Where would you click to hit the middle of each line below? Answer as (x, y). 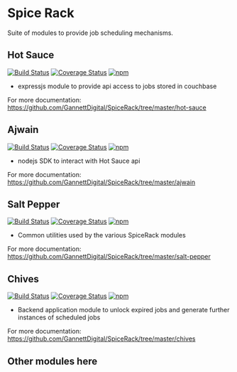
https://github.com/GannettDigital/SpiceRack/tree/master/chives (101, 339)
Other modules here (53, 361)
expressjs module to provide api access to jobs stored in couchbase (117, 86)
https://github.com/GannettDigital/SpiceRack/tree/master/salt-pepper (109, 257)
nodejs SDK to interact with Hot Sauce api (79, 161)
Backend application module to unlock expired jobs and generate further (123, 310)
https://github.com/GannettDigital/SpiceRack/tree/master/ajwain (101, 182)
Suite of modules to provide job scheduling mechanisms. (90, 33)
